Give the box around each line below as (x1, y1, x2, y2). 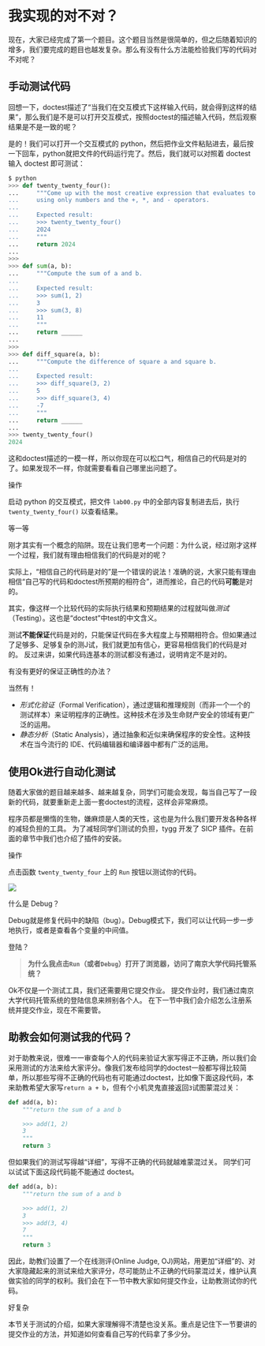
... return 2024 (8, 240, 77, 249)
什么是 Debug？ (8, 899, 60, 908)
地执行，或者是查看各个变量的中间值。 (8, 925, 132, 935)
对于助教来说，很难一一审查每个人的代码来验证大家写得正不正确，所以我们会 (8, 1052, 257, 1062)
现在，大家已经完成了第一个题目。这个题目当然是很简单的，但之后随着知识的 (8, 35, 257, 44)
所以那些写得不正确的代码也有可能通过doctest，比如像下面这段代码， (21, 1072, 247, 1082)
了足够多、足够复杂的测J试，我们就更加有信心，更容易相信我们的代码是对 (8, 640, 247, 649)
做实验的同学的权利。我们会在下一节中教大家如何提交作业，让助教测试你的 (8, 1276, 250, 1285)
